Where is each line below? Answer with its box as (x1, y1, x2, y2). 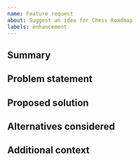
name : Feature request (7, 10, 73, 17)
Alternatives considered (7, 120, 115, 132)
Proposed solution (7, 97, 89, 108)
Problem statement (7, 73, 93, 85)
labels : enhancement (7, 23, 68, 30)
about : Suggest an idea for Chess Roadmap (7, 17, 133, 24)
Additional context (7, 144, 90, 156)
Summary (7, 49, 51, 61)
